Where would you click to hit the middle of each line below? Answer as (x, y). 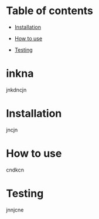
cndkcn (15, 170)
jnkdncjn (16, 90)
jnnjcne (15, 210)
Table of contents (50, 11)
